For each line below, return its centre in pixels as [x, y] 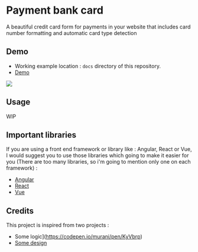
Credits [20, 211]
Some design [31, 243]
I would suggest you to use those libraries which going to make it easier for [98, 155]
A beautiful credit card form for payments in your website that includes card [98, 27]
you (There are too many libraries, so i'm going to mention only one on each [98, 162]
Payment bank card [55, 10]
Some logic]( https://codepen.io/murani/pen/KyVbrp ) [79, 237]
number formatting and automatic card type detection [72, 33]
